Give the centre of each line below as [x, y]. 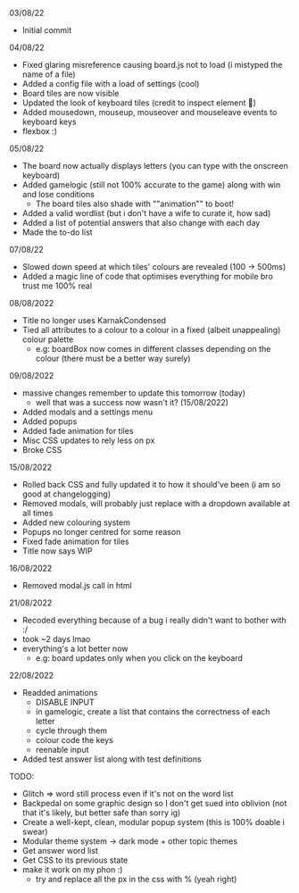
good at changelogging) [66, 494]
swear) [35, 831]
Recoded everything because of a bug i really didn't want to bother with [154, 620]
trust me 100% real [57, 286]
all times [37, 513]
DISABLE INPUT [65, 702]
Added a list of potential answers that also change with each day [141, 223]
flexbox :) [40, 131]
